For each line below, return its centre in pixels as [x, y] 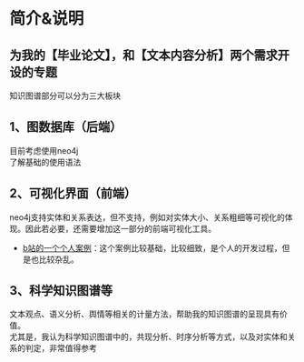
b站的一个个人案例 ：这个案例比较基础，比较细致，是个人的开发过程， [152, 247]
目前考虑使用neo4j [44, 150]
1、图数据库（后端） [66, 127]
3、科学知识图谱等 [61, 291]
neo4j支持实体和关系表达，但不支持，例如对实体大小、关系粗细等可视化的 [147, 217]
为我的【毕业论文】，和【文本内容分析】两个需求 [144, 55]
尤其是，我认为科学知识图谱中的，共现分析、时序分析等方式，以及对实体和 [148, 337]
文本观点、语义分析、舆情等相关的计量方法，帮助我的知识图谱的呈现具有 [144, 314]
